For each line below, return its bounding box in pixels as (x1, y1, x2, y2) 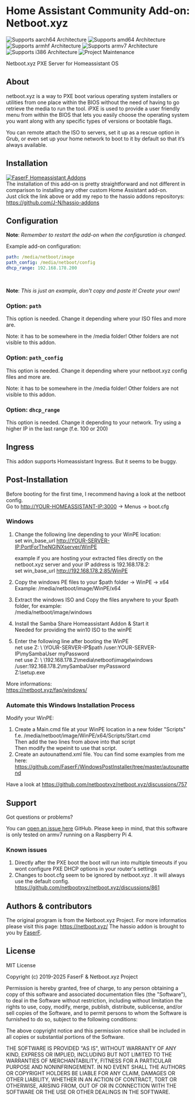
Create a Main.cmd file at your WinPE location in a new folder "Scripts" (14, 726, 186, 733)
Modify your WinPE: (6, 715, 54, 722)
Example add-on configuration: (6, 243, 81, 250)
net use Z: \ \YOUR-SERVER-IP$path (14, 644, 102, 651)
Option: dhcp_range (6, 405, 60, 413)
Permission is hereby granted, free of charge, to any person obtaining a (6, 984, 179, 991)
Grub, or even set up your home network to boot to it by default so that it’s (6, 135, 185, 142)
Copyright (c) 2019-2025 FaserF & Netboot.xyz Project (6, 973, 138, 980)
